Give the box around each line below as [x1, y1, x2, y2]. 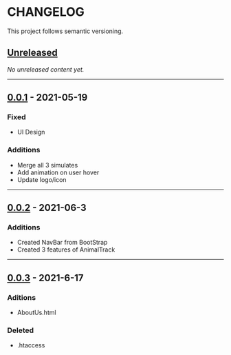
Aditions [7, 292, 36, 302]
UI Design [16, 128, 45, 136]
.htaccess [16, 341, 45, 349]
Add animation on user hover [16, 168, 100, 176]
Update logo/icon [16, 175, 67, 183]
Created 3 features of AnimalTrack [16, 245, 115, 254]
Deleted [7, 325, 34, 335]
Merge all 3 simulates [16, 161, 78, 169]
